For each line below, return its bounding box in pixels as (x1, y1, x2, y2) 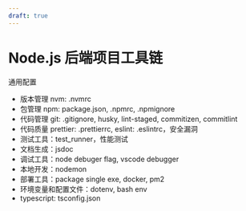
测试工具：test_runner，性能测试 (19, 134, 128, 144)
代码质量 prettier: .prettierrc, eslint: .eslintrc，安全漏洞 (19, 124, 198, 133)
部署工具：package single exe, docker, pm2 (19, 174, 165, 184)
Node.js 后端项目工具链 (8, 49, 163, 67)
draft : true (8, 11, 48, 20)
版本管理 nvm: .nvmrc (19, 94, 92, 103)
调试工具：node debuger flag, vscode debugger (19, 154, 179, 164)
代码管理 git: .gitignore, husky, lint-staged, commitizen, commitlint (19, 114, 238, 124)
